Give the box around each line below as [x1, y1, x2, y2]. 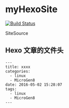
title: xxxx [5, 64, 30, 69]
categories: [5, 68, 30, 74]
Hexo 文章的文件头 [5, 46, 64, 55]
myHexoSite [5, 4, 58, 15]
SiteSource [5, 30, 28, 36]
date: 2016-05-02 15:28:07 [5, 82, 62, 87]
